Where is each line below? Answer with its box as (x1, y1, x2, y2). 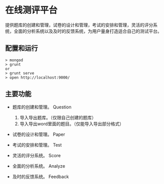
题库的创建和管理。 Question (12, 104, 72, 110)
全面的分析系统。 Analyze (12, 163, 66, 169)
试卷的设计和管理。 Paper (12, 131, 66, 137)
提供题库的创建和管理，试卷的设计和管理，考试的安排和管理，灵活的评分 (5, 22, 153, 28)
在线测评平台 (5, 4, 58, 16)
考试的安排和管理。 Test (12, 142, 62, 148)
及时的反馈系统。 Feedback (12, 174, 69, 180)
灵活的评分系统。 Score (12, 152, 61, 158)
